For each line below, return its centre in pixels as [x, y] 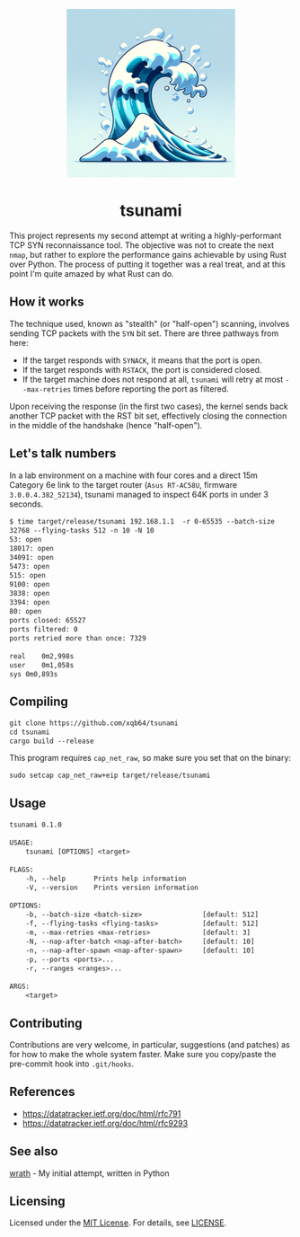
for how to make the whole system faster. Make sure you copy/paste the [143, 1054]
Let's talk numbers [63, 454]
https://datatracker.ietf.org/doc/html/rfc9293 [105, 1123]
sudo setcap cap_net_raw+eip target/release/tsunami [110, 776]
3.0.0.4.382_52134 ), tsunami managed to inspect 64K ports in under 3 [139, 494]
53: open [26, 539]
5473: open [30, 566]
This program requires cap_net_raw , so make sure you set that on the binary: [150, 758]
